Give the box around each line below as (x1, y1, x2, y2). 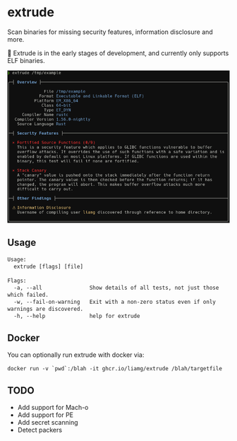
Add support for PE (17, 411, 74, 419)
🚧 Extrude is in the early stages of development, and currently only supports (7, 49, 229, 57)
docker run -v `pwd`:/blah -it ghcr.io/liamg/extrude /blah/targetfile (7, 365, 222, 372)
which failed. (7, 291, 49, 299)
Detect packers (17, 425, 62, 435)
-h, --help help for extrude (13, 312, 140, 320)
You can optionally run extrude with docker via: (7, 351, 145, 359)
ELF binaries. (7, 56, 46, 64)
